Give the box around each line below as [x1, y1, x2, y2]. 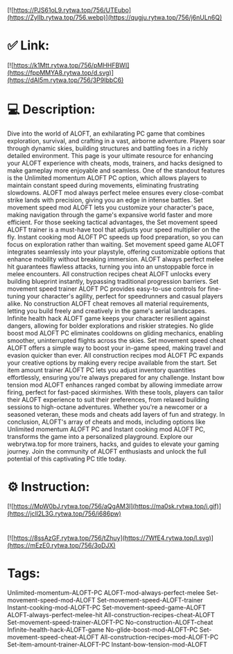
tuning [7, 292, 26, 300]
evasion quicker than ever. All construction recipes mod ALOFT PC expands [7, 351, 224, 359]
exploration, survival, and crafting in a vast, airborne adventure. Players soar [7, 136, 225, 145]
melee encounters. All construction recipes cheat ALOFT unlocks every [7, 269, 211, 278]
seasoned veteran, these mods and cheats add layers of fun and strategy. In [7, 410, 225, 418]
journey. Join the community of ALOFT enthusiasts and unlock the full [7, 447, 207, 455]
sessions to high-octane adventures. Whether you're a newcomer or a [7, 403, 208, 411]
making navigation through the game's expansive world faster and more [7, 210, 213, 218]
